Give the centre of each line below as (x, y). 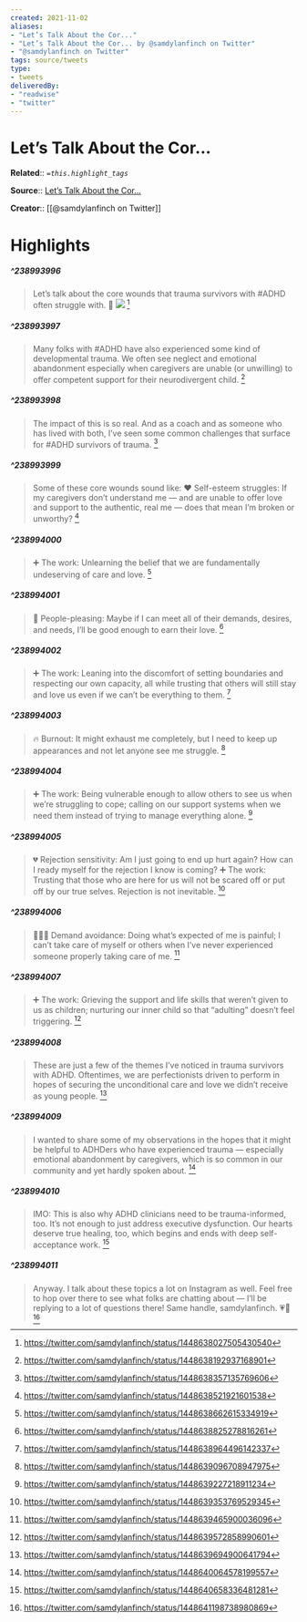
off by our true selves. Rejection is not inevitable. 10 (129, 890)
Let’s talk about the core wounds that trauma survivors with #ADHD (159, 294)
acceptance (55, 1245)
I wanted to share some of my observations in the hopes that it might (162, 1140)
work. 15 (95, 1244)
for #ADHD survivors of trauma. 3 (95, 443)
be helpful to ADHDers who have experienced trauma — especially (158, 1149)
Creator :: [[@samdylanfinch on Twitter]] (86, 208)
